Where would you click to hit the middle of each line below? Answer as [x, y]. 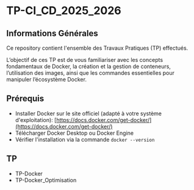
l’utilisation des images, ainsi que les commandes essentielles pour [91, 73]
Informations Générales [52, 33]
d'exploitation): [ [36, 120]
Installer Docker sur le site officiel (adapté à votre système [88, 113]
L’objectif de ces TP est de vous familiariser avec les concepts [85, 60]
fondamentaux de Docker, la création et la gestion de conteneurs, [88, 66]
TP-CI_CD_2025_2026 [64, 11]
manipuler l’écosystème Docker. [47, 79]
